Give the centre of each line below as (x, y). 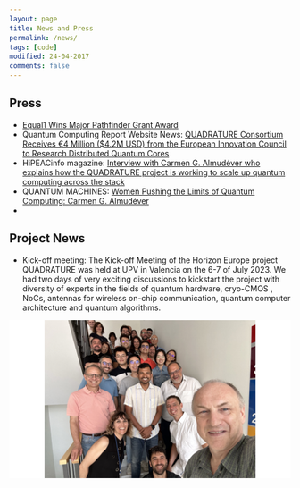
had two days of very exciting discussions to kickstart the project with (151, 279)
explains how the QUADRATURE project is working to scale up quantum (154, 172)
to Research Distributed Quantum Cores (96, 153)
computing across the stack (73, 181)
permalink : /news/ (43, 38)
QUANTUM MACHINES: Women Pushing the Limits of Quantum (138, 191)
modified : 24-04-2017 (50, 57)
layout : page (33, 19)
